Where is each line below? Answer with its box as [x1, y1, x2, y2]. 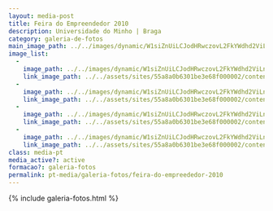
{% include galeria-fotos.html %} [8, 193, 119, 203]
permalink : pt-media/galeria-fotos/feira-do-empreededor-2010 [8, 171, 223, 179]
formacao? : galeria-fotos [8, 164, 96, 172]
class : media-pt [8, 148, 63, 156]
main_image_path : [8, 42, 67, 51]
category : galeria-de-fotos [8, 34, 104, 43]
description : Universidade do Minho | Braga [8, 27, 162, 35]
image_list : [8, 50, 49, 58]
